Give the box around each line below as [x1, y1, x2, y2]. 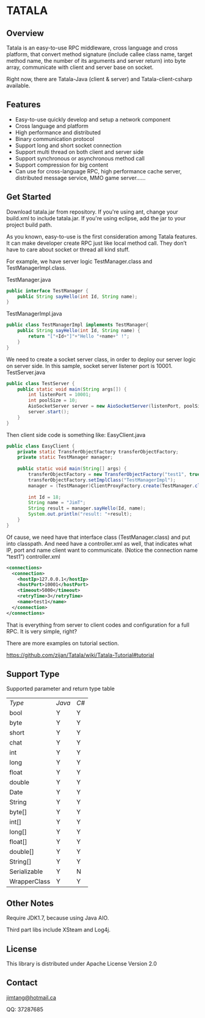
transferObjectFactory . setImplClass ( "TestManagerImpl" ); [28, 477, 176, 483]
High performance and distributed [15, 129, 101, 136]
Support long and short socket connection [15, 142, 122, 149]
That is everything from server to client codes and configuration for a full [6, 621, 190, 629]
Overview [6, 28, 45, 38]
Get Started [6, 192, 51, 202]
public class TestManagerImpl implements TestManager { [6, 322, 149, 328]
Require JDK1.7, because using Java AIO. [6, 914, 109, 922]
